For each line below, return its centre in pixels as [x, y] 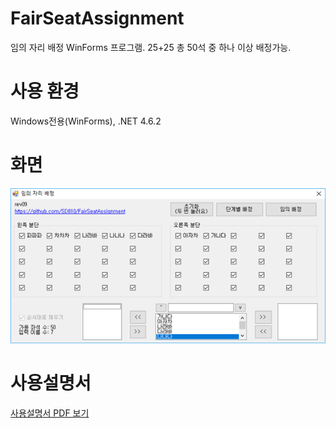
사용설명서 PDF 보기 [50, 413]
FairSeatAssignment [97, 18]
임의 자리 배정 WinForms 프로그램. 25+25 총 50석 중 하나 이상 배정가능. [151, 47]
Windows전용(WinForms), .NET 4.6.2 [86, 121]
